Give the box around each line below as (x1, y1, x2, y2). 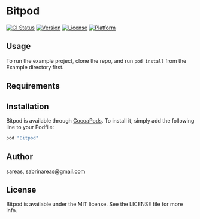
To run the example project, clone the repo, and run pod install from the (6, 57, 187, 64)
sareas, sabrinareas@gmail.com (6, 168, 86, 175)
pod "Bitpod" (6, 135, 39, 141)
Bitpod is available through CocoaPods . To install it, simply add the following (6, 117, 195, 124)
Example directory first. (6, 63, 64, 71)
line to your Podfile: (6, 123, 54, 130)
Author (6, 151, 33, 162)
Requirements (6, 81, 60, 91)
